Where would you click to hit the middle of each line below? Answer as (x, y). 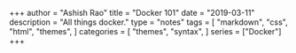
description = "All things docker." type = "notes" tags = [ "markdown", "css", (148, 22)
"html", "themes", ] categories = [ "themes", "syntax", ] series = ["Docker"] (145, 31)
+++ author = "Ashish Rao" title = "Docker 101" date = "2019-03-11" (132, 13)
